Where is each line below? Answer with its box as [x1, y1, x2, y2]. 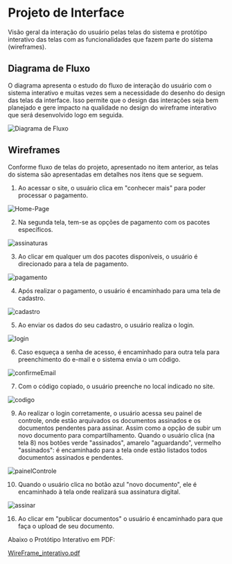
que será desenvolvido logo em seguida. [8, 110, 124, 119]
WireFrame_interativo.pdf [8, 549, 80, 557]
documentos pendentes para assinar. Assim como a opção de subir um [17, 424, 222, 432]
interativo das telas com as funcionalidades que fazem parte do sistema [8, 35, 213, 43]
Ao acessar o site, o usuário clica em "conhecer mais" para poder [17, 183, 206, 192]
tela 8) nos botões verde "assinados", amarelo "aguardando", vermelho [17, 438, 222, 447]
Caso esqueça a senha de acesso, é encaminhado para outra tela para [17, 347, 220, 356]
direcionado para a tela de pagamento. [17, 259, 129, 268]
